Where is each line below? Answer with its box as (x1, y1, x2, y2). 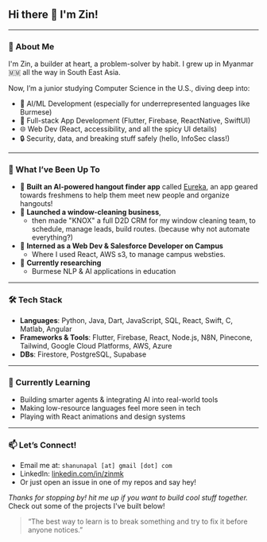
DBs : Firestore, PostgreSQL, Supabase (19, 349, 147, 359)
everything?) (31, 232, 74, 243)
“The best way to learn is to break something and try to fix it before (27, 517, 248, 526)
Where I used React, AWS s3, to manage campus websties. (31, 250, 226, 259)
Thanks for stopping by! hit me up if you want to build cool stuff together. (8, 493, 249, 502)
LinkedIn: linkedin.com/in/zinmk (19, 469, 125, 478)
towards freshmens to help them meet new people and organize (19, 190, 230, 200)
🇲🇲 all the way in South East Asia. (8, 68, 121, 77)
